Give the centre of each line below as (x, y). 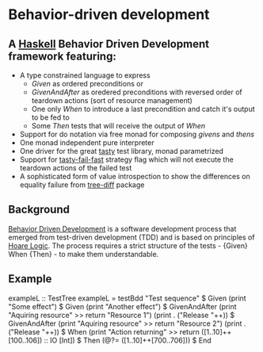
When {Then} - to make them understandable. (84, 254)
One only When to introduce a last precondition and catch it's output (143, 109)
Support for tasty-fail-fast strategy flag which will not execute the (126, 159)
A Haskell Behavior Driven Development (109, 44)
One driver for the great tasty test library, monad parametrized (122, 151)
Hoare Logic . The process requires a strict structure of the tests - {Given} (128, 245)
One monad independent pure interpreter (87, 143)
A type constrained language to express (85, 75)
